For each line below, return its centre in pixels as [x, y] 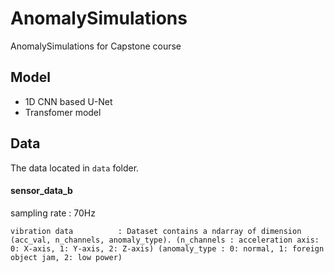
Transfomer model [63, 112]
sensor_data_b [41, 191]
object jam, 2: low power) [66, 257]
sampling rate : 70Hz [53, 213]
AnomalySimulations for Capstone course [96, 46]
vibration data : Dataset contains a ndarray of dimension [156, 231]
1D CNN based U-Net [68, 101]
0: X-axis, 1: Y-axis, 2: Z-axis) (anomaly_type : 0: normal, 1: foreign [167, 248]
